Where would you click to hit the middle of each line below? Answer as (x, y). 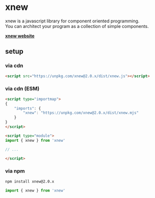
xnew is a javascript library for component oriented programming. (72, 21)
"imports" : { (28, 108)
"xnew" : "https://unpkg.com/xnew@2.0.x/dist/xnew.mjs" (81, 113)
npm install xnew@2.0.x (30, 181)
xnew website (20, 36)
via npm (15, 171)
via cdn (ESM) (22, 89)
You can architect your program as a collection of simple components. (77, 26)
